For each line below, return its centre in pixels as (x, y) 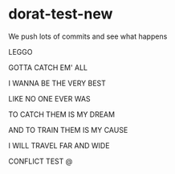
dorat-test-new (61, 14)
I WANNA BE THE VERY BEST (57, 83)
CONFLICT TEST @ (41, 161)
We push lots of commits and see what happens (88, 36)
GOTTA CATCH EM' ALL (48, 67)
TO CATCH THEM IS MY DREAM (61, 114)
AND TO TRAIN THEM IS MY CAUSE (68, 130)
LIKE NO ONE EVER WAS (49, 98)
